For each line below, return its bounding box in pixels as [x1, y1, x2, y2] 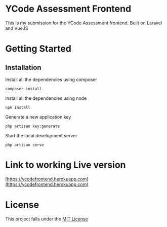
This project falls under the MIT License [5, 216, 89, 222]
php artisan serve [5, 142, 44, 147]
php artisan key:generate [5, 124, 60, 129]
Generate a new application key [5, 113, 71, 120]
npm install [5, 105, 30, 110]
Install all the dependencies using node [5, 95, 87, 101]
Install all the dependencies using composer [5, 77, 98, 83]
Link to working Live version [5, 159, 126, 171]
